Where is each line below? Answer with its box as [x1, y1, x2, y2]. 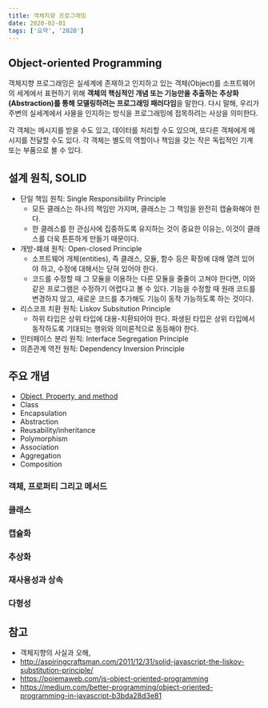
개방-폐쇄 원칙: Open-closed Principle [19, 244, 142, 253]
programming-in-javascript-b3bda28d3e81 [19, 691, 162, 701]
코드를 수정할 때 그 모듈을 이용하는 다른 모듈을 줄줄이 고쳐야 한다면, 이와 [31, 274, 256, 283]
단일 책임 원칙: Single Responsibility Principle [19, 194, 166, 203]
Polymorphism [19, 434, 68, 443]
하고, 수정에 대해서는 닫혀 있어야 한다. [40, 264, 158, 273]
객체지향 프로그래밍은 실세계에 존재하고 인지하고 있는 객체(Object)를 [8, 78, 222, 88]
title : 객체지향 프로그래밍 [8, 11, 86, 20]
